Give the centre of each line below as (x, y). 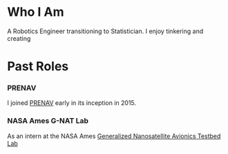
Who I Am (36, 12)
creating (19, 38)
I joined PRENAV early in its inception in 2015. (72, 103)
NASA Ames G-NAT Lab (48, 121)
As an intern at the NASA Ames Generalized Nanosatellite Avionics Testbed (114, 136)
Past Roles (38, 67)
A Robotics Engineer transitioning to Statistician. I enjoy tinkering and (105, 31)
